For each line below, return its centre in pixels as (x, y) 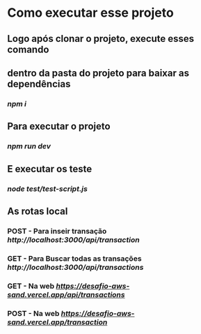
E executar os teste (50, 169)
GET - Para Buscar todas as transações (74, 258)
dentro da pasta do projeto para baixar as (98, 73)
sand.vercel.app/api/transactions (66, 294)
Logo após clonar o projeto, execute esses (101, 39)
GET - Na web (31, 286)
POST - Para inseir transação (57, 231)
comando (28, 49)
